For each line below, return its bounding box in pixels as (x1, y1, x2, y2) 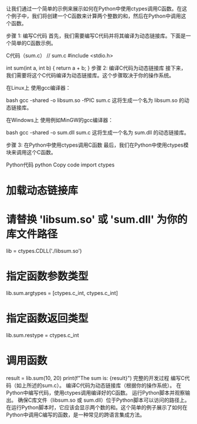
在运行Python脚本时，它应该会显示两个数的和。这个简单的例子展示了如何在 (6, 403, 188, 411)
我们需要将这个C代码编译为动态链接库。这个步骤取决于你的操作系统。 (6, 72, 175, 79)
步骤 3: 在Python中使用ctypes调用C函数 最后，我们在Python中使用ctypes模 (6, 141, 189, 148)
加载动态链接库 (6, 184, 79, 198)
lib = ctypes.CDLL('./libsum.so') (6, 247, 82, 255)
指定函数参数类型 (6, 270, 89, 283)
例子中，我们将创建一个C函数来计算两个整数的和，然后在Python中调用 (11, 12, 181, 19)
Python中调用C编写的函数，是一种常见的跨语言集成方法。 (6, 411, 145, 418)
